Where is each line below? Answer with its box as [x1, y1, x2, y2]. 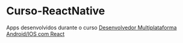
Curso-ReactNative [6, 4, 105, 18]
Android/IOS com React [6, 30, 65, 37]
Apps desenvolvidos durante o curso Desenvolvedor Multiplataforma [6, 24, 177, 31]
